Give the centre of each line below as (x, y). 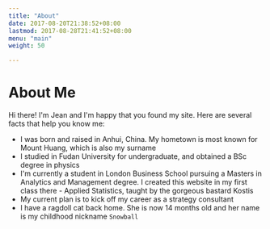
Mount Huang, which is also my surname (88, 148)
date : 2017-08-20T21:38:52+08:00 (65, 23)
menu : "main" (30, 38)
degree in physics (50, 165)
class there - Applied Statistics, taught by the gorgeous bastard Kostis (137, 191)
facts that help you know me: (57, 124)
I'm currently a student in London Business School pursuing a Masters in (141, 173)
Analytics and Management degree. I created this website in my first (134, 182)
